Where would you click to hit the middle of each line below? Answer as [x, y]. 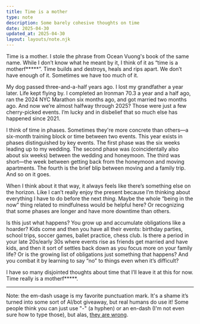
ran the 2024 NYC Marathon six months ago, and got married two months [96, 99]
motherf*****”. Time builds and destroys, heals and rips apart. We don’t [94, 69]
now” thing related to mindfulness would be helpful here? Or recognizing [95, 205]
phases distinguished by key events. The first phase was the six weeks [93, 143]
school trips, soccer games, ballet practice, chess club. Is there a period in [98, 235]
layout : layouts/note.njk [38, 39]
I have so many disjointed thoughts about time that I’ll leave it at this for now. [100, 272]
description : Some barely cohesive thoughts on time [73, 23]
